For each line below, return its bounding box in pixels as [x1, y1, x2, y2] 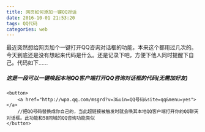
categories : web [6, 26, 48, 33]
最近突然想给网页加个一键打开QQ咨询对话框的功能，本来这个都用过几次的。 [6, 44, 197, 51]
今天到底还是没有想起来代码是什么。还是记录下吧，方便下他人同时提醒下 [6, 52, 188, 59]
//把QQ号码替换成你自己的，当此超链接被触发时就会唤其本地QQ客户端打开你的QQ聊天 [17, 109, 199, 115]
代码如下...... [17, 59, 48, 66]
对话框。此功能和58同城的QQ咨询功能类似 [6, 115, 95, 122]
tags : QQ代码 [6, 20, 38, 26]
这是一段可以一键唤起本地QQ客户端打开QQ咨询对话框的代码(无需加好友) [6, 74, 188, 82]
